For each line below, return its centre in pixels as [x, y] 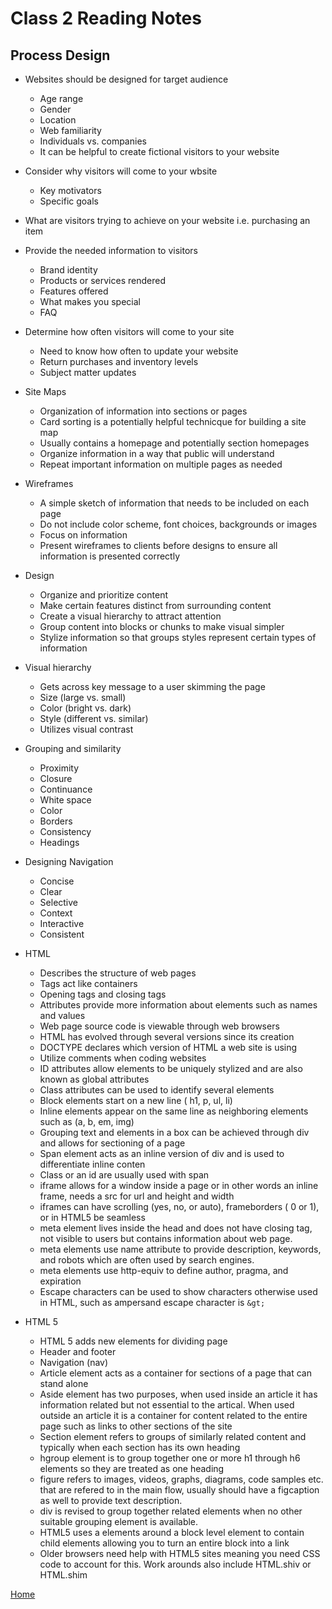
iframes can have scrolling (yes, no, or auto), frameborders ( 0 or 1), [179, 1206]
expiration [60, 1281]
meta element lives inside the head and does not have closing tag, [176, 1228]
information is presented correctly [110, 556]
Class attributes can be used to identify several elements [157, 1090]
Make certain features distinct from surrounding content [155, 605]
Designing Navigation [69, 861]
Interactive [62, 923]
